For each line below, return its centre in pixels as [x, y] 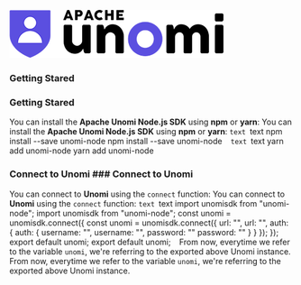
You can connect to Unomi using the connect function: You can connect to [147, 194]
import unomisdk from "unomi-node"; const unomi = [133, 213]
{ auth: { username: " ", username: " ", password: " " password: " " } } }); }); [144, 232]
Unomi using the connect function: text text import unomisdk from [133, 203]
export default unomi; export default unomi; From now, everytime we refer [150, 242]
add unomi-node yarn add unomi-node [82, 151]
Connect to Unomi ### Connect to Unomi [101, 174]
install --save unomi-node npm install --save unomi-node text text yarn [146, 142]
